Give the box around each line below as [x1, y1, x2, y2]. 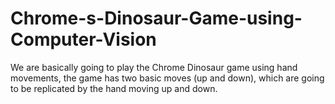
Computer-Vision [10, 28, 157, 51]
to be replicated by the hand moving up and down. [10, 82, 218, 94]
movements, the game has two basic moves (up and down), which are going [10, 72, 325, 84]
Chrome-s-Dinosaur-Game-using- [10, 7, 303, 30]
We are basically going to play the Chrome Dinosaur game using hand [10, 61, 298, 73]
